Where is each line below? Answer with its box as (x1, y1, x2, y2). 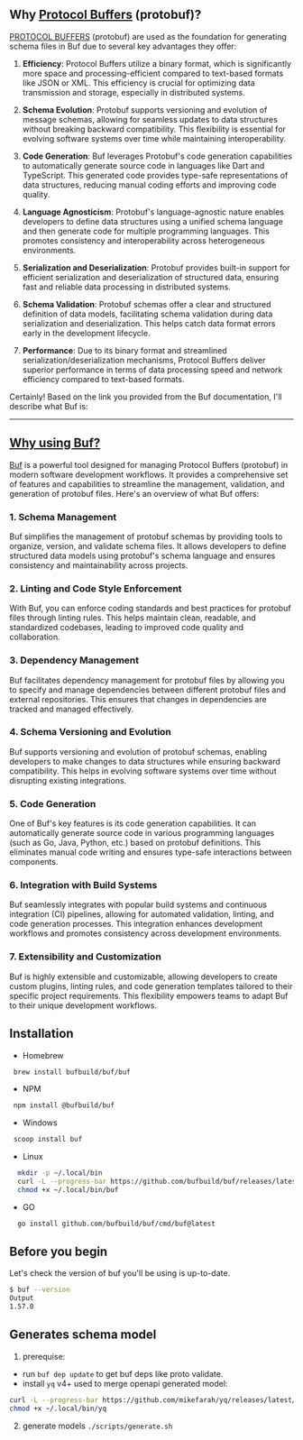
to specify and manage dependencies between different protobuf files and (9, 684, 287, 695)
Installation (9, 1026, 74, 1041)
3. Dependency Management (9, 654, 140, 666)
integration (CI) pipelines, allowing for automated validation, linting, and (9, 909, 275, 920)
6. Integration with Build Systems (9, 879, 158, 892)
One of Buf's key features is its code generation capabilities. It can (9, 818, 257, 829)
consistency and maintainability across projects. (9, 559, 188, 571)
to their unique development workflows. (9, 1000, 158, 1011)
